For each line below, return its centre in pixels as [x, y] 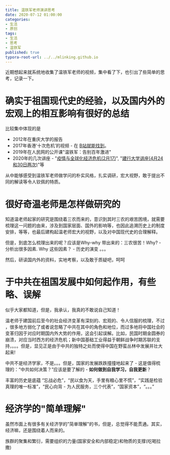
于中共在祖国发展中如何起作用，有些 [81, 282]
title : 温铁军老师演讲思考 [30, 10]
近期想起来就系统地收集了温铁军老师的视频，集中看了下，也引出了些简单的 [83, 72]
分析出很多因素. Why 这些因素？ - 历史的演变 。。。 [57, 249]
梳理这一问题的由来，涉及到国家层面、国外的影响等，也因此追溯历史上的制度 [85, 226]
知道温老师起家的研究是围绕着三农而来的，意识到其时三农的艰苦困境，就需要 [85, 219]
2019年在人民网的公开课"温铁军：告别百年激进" [62, 152]
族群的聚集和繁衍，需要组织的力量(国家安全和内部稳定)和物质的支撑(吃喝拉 [83, 441]
